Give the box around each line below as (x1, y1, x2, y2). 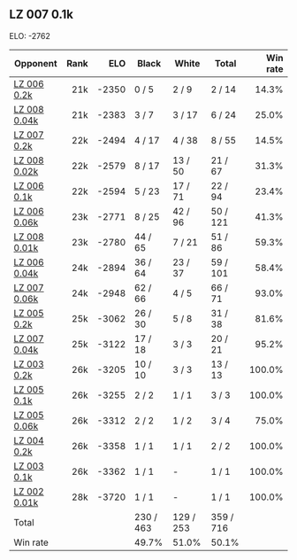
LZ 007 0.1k (9, 7, 73, 22)
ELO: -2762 (9, 30, 51, 41)
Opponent (14, 57, 57, 69)
